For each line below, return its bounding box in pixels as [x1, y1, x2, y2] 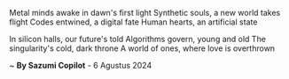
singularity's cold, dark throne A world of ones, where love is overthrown [9, 43, 276, 54]
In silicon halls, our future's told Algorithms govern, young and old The [9, 34, 266, 44]
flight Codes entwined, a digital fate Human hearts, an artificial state [9, 17, 258, 27]
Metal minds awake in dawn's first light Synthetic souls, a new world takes [9, 8, 281, 18]
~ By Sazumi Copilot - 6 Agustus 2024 [9, 61, 152, 70]
